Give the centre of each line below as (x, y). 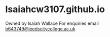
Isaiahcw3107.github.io (55, 9)
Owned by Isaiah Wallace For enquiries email (52, 23)
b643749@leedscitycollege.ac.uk (40, 28)
